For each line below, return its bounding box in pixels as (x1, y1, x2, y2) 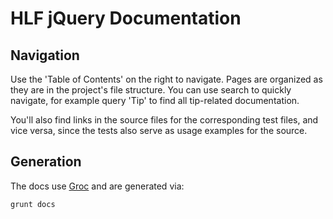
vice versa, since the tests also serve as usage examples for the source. (10, 125, 308, 136)
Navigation (10, 47, 80, 64)
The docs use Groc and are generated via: (10, 180, 185, 192)
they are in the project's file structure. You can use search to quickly (10, 84, 292, 96)
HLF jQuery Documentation (10, 7, 242, 30)
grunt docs (10, 199, 56, 209)
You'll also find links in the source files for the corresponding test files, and (10, 114, 319, 126)
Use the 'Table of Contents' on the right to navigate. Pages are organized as (10, 73, 323, 85)
